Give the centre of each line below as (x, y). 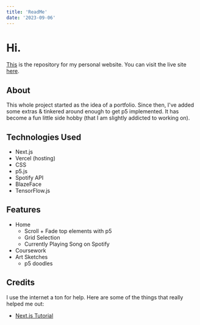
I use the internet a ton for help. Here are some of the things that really (95, 297)
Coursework (31, 250)
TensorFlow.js (33, 191)
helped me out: (25, 304)
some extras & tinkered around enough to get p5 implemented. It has (93, 112)
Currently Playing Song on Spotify (67, 244)
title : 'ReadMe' (27, 12)
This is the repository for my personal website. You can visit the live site (97, 65)
